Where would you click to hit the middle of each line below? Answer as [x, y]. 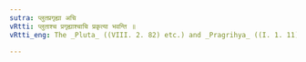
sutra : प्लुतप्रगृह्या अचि [43, 18]
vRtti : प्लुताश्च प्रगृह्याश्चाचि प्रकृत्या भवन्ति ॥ [73, 26]
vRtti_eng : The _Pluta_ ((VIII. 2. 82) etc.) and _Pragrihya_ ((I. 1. [146, 35]
